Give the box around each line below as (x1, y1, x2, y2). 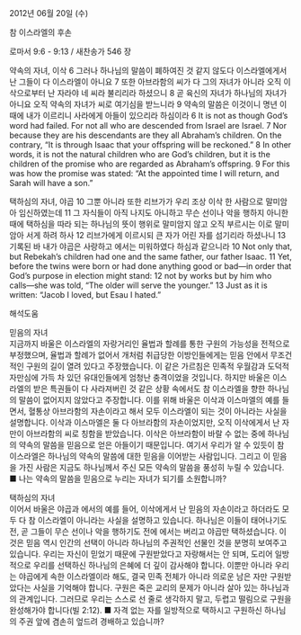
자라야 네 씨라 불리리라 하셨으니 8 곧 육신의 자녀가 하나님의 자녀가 (57, 88, 288, 98)
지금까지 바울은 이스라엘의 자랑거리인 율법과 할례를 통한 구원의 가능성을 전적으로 (9, 338, 290, 349)
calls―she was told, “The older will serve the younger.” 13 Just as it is (9, 280, 268, 291)
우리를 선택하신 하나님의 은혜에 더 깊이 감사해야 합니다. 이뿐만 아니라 (32, 560, 273, 570)
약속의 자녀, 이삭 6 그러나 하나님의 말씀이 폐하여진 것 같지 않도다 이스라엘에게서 (9, 66, 288, 76)
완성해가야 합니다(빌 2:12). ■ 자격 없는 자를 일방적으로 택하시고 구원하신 (9, 605, 262, 615)
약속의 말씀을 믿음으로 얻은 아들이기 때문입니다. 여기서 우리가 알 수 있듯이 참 (18, 440, 285, 450)
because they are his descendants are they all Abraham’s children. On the (9, 130, 282, 140)
